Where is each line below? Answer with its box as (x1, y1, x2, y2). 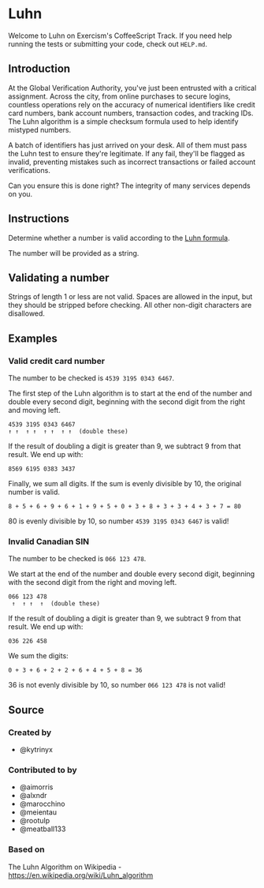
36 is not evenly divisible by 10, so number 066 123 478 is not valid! (8, 680, 226, 690)
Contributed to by (8, 764, 77, 775)
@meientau (19, 807, 58, 817)
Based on (8, 844, 45, 855)
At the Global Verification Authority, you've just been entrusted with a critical (8, 83, 257, 92)
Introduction (8, 62, 71, 76)
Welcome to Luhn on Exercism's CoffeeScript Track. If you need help (8, 31, 232, 40)
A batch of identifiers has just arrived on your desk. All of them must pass (8, 140, 247, 150)
